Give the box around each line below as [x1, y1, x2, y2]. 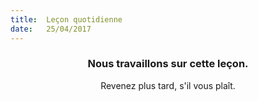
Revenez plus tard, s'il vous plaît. [100, 79, 236, 91]
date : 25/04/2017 [10, 24, 92, 34]
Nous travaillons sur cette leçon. [87, 57, 249, 71]
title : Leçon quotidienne [10, 14, 123, 25]
